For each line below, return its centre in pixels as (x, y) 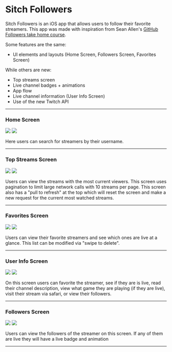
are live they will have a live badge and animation (57, 339)
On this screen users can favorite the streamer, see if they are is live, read (83, 283)
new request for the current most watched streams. (60, 198)
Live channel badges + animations (49, 85)
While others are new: (28, 70)
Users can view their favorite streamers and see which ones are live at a (81, 238)
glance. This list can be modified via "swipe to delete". (63, 243)
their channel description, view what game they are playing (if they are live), (85, 288)
